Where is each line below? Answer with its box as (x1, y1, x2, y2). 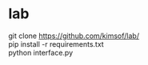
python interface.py (8, 48, 74, 57)
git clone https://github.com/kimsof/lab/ (8, 31, 140, 40)
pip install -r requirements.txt (8, 39, 104, 48)
